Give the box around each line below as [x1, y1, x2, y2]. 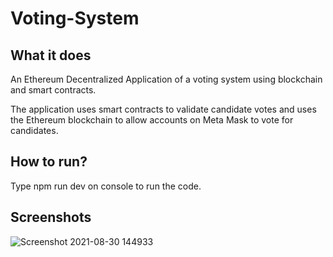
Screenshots [10, 209, 92, 226]
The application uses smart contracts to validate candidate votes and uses [10, 103, 317, 115]
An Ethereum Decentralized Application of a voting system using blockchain [10, 73, 323, 85]
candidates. [10, 125, 59, 136]
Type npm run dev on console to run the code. [10, 180, 202, 192]
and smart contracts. [10, 84, 97, 96]
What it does [10, 47, 92, 64]
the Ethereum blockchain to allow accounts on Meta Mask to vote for [10, 114, 294, 126]
